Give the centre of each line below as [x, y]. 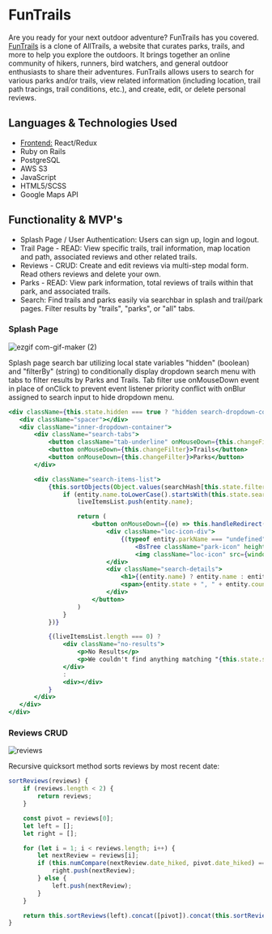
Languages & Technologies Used [93, 123]
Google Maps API [49, 194]
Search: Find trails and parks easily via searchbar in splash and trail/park [141, 300]
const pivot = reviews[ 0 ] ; [68, 818]
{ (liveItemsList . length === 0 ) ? [104, 637]
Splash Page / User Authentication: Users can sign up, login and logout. [140, 239]
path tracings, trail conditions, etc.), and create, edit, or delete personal [127, 89]
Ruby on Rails [43, 151]
